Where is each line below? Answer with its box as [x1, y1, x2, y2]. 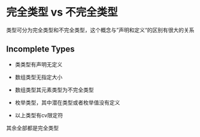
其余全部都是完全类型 [6, 124, 59, 132]
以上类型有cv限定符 [14, 111, 63, 118]
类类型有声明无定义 [14, 60, 63, 68]
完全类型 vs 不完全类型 [6, 5, 118, 19]
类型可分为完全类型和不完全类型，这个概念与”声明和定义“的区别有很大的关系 [6, 26, 195, 34]
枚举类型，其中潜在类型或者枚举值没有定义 [14, 99, 120, 106]
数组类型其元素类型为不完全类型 [14, 86, 94, 93]
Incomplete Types [6, 44, 75, 54]
